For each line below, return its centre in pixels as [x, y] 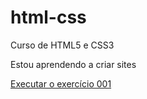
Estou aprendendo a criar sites [73, 64]
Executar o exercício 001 [61, 83]
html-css [48, 17]
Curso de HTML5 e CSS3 [62, 45]
